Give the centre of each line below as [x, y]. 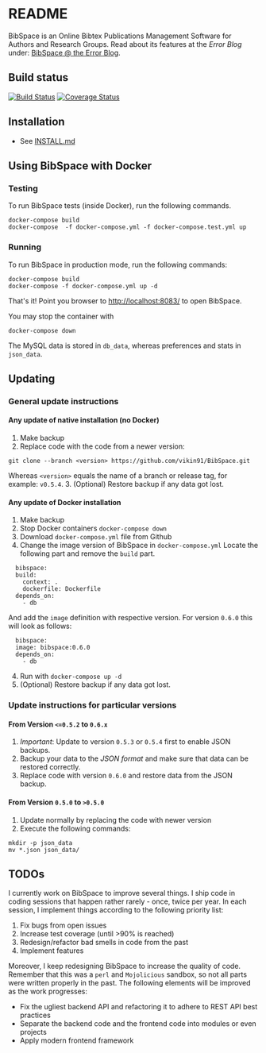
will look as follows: [40, 626]
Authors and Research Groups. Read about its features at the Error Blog [125, 44]
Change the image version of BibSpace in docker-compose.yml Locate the [139, 546]
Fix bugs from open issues [63, 925]
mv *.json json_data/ [44, 850]
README [38, 14]
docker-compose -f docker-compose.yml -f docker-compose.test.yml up [127, 227]
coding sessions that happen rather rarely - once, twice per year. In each [128, 901]
